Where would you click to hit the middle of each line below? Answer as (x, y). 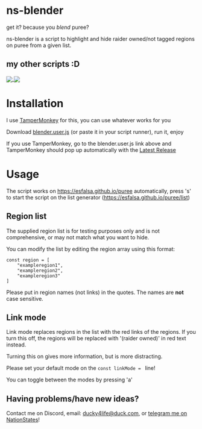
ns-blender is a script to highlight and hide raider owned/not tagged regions (100, 39)
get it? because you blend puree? (48, 27)
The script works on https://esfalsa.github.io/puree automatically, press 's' (99, 191)
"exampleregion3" (39, 276)
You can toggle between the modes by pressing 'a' (69, 380)
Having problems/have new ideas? (73, 399)
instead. (16, 345)
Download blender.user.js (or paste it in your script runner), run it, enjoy (95, 132)
